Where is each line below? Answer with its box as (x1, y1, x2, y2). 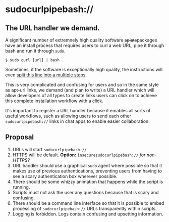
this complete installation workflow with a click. (5, 98, 103, 104)
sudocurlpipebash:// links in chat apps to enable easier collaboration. (5, 118, 150, 124)
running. (12, 184, 30, 190)
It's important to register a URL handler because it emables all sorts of (5, 108, 151, 113)
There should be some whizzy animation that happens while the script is (12, 179, 163, 185)
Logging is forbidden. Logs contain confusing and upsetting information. (12, 211, 163, 217)
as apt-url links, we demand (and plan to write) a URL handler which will (5, 87, 155, 93)
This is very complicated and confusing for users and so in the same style (5, 82, 159, 87)
